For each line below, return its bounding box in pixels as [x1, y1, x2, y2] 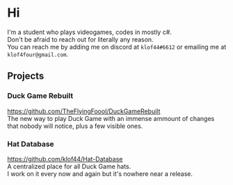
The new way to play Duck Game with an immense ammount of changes [7, 114, 215, 122]
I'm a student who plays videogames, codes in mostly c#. [7, 28, 172, 36]
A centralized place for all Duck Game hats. [7, 162, 131, 170]
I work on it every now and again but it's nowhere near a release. [7, 169, 193, 178]
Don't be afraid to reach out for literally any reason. [7, 35, 154, 43]
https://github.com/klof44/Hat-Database [7, 154, 123, 163]
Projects [7, 70, 45, 82]
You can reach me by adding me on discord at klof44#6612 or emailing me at [7, 42, 227, 51]
